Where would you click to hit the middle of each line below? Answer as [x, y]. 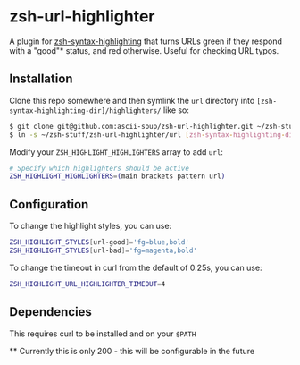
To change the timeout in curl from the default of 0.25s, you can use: [136, 267]
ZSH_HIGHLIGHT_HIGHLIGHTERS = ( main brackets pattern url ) [117, 176]
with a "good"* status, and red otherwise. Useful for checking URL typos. [144, 50]
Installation [41, 79]
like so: [176, 110]
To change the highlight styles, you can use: [91, 226]
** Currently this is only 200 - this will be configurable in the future [132, 351]
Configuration [49, 204]
